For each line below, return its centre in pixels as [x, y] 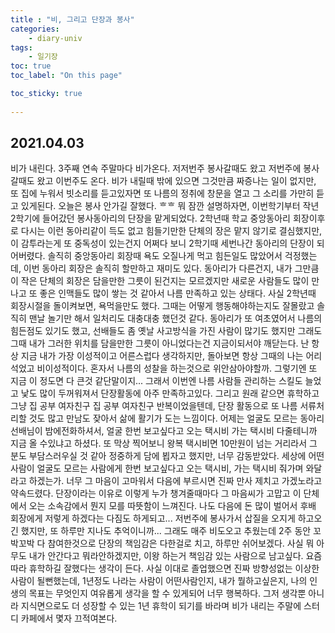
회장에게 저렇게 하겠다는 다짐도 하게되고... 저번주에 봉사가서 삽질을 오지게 [153, 518]
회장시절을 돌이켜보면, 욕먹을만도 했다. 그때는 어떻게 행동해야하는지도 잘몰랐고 [162, 306]
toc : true [31, 66]
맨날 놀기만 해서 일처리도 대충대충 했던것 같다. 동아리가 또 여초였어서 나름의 [175, 318]
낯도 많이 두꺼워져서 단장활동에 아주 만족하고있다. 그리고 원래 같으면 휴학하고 [170, 393]
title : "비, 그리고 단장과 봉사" [72, 19]
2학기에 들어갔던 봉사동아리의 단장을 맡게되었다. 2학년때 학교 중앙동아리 [150, 218]
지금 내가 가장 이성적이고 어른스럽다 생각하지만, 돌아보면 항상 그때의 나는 [162, 356]
